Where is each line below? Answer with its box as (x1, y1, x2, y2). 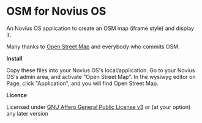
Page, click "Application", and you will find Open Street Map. (6, 80, 159, 87)
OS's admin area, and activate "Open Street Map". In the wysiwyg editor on (6, 73, 196, 80)
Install (6, 54, 23, 62)
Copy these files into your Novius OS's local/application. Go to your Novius (6, 66, 195, 74)
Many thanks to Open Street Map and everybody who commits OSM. (6, 43, 180, 50)
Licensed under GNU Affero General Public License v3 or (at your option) (6, 103, 191, 111)
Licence (6, 91, 28, 99)
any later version (6, 110, 49, 117)
